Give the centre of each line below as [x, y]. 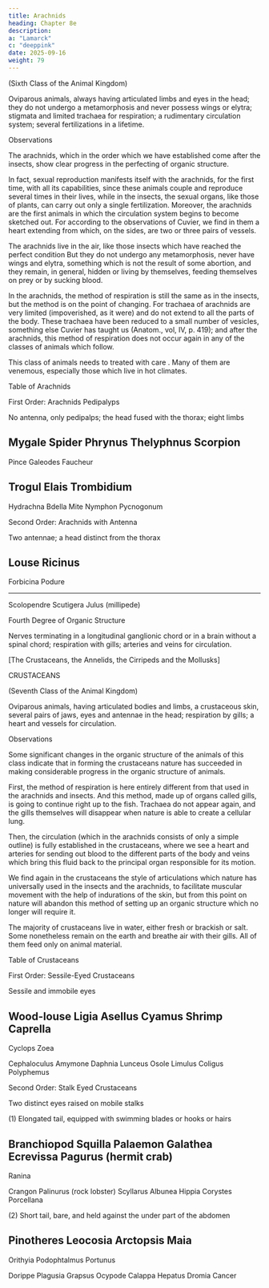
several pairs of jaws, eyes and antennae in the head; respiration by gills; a [131, 715]
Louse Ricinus [44, 562]
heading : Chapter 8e [43, 23]
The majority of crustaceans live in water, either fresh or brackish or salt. [128, 927]
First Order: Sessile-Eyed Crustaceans [72, 975]
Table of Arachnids [40, 386]
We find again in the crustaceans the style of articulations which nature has [133, 878]
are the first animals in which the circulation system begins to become [124, 213]
